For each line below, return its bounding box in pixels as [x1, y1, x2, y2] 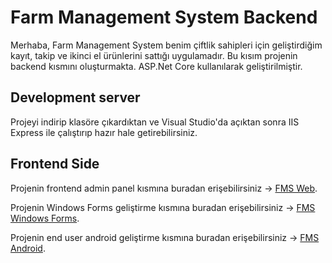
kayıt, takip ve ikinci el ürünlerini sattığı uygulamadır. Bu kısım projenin [10, 49, 298, 61]
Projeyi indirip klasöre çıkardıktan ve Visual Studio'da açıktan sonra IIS [10, 116, 300, 128]
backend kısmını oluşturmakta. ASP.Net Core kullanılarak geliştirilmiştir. [10, 60, 303, 72]
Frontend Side [10, 156, 100, 173]
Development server [10, 89, 141, 106]
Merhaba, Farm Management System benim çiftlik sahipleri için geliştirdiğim [10, 39, 323, 51]
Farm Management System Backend [10, 6, 318, 29]
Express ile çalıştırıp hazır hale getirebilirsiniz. [10, 126, 198, 138]
